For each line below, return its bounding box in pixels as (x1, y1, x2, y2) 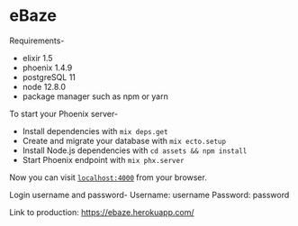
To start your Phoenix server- (9, 108, 119, 119)
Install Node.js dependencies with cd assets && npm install (22, 145, 248, 156)
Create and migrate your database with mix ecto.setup (22, 135, 227, 146)
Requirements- (9, 35, 65, 46)
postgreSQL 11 (22, 71, 77, 82)
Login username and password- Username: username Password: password (9, 189, 290, 200)
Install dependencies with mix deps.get (22, 125, 168, 136)
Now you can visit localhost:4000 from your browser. (9, 172, 207, 183)
